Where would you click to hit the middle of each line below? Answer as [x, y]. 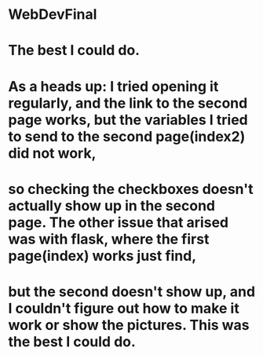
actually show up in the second [112, 205]
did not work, [52, 153]
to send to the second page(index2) [127, 136]
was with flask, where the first [109, 239]
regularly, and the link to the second [128, 103]
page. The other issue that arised [119, 222]
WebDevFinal [53, 15]
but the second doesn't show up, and [132, 291]
